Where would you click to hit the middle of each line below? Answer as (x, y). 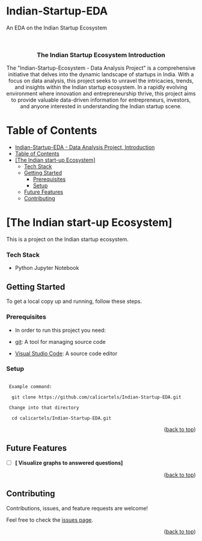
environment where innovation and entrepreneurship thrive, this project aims (101, 94)
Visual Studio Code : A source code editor (66, 353)
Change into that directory (44, 408)
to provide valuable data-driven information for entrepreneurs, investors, (101, 100)
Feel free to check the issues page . (50, 520)
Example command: (30, 387)
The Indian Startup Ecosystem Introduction (101, 55)
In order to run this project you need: (60, 330)
